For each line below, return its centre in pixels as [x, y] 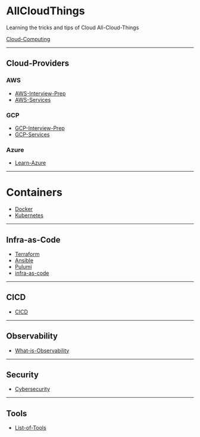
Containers [34, 193]
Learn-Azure [30, 163]
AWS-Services [33, 100]
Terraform [27, 254]
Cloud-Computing [28, 39]
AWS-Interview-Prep [40, 93]
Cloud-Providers [38, 63]
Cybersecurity [32, 389]
